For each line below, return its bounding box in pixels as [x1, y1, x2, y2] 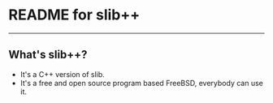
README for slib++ [8, 6, 141, 24]
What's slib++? [8, 48, 88, 62]
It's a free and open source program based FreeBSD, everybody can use [19, 78, 264, 88]
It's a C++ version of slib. [19, 69, 106, 79]
